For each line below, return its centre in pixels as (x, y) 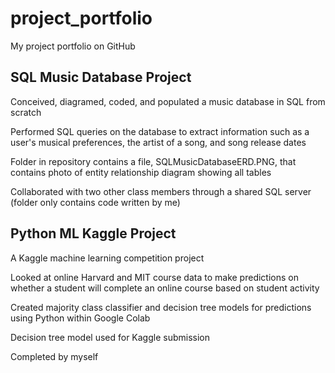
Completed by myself (54, 356)
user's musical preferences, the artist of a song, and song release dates (158, 142)
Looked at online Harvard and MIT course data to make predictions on (154, 277)
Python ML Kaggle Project (93, 233)
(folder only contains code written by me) (95, 202)
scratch (26, 112)
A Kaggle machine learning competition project (107, 258)
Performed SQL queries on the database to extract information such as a (160, 131)
